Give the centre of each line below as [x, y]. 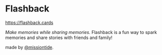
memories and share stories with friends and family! [59, 37]
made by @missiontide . [29, 47]
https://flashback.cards [29, 22]
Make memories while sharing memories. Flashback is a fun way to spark [81, 32]
